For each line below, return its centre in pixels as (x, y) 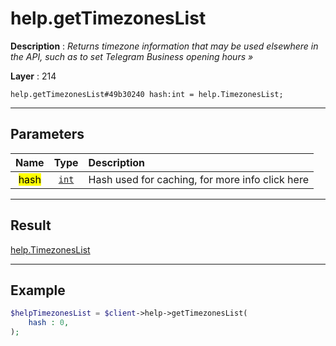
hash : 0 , (49, 323)
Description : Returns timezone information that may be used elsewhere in (164, 46)
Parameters (47, 134)
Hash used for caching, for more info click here (198, 179)
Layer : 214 (33, 76)
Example (38, 290)
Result (31, 225)
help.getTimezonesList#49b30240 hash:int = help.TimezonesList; (147, 94)
